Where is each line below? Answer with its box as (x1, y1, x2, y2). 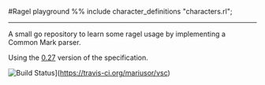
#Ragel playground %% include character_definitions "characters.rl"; (8, 7, 233, 16)
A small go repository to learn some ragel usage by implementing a (8, 29, 226, 39)
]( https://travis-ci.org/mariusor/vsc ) (54, 68, 171, 77)
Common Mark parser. (8, 38, 81, 46)
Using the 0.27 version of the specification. (8, 53, 148, 62)
